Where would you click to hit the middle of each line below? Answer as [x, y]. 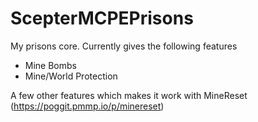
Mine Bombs [50, 65]
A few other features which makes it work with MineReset [129, 95]
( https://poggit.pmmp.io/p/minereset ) [87, 106]
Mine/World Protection [71, 76]
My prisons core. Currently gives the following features [124, 46]
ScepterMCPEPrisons [102, 18]
